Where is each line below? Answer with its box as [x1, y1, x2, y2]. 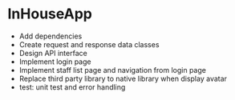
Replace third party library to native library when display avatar [18, 74, 228, 83]
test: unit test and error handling [18, 82, 126, 92]
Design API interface [18, 48, 87, 58]
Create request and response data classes [18, 39, 160, 49]
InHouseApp [7, 5, 93, 23]
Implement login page [18, 57, 91, 66]
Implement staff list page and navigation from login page [18, 65, 206, 74]
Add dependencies [18, 31, 83, 41]
